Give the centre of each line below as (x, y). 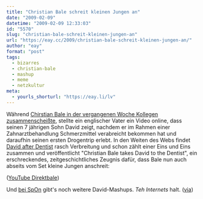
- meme (20, 80)
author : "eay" (24, 46)
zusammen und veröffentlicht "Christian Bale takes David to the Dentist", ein (102, 153)
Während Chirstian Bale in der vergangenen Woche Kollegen (82, 114)
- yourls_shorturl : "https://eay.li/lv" (64, 97)
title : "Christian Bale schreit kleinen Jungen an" (73, 12)
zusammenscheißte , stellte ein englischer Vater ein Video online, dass (94, 120)
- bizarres (26, 63)
